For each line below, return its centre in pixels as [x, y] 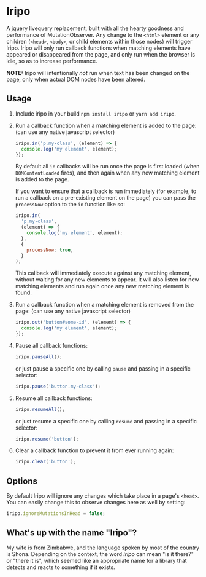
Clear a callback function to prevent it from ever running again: [94, 450]
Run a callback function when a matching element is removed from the [105, 305]
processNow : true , [50, 250]
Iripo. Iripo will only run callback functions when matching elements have [98, 48]
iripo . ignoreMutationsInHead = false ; [56, 514]
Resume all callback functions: [54, 398]
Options [22, 481]
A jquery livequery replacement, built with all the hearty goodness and [95, 28]
